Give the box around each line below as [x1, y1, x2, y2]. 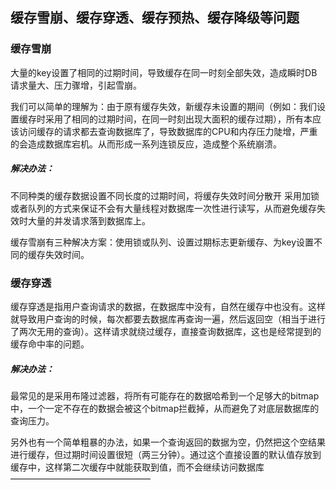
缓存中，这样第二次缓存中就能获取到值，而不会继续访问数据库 [10, 461, 265, 473]
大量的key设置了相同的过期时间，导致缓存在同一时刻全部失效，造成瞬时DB [10, 66, 318, 78]
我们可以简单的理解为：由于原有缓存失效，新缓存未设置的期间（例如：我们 [10, 100, 317, 112]
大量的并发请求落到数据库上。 [27, 214, 151, 227]
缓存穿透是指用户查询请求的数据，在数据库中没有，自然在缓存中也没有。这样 [10, 300, 326, 312]
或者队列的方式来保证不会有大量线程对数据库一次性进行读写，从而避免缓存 [10, 202, 317, 214]
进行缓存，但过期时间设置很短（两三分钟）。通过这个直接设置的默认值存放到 [10, 448, 322, 460]
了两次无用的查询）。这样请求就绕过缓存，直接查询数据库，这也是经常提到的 [10, 325, 322, 337]
